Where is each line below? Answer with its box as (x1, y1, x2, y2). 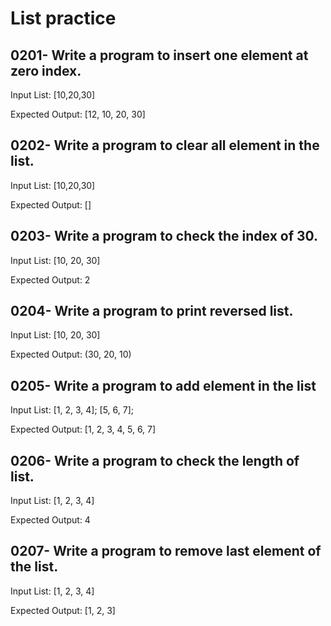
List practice (10, 7, 117, 30)
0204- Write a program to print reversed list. (10, 303, 294, 320)
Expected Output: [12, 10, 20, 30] (10, 108, 146, 120)
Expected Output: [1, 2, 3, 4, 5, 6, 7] (10, 423, 157, 436)
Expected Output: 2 (10, 273, 91, 286)
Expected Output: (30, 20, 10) (10, 348, 132, 361)
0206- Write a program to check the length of (10, 452, 300, 469)
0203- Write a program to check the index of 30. (10, 228, 319, 245)
